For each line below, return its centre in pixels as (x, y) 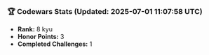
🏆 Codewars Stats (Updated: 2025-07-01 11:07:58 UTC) (105, 11)
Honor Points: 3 (41, 37)
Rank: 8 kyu (35, 29)
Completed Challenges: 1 (55, 44)
